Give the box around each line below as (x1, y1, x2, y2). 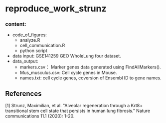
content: (5, 21, 26, 28)
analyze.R (19, 37, 40, 43)
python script (19, 48, 47, 54)
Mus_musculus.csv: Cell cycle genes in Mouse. (19, 70, 117, 76)
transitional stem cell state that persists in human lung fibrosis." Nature (5, 108, 151, 114)
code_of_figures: (12, 32, 47, 38)
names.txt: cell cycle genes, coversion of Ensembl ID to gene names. (19, 75, 162, 81)
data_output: (12, 58, 38, 64)
